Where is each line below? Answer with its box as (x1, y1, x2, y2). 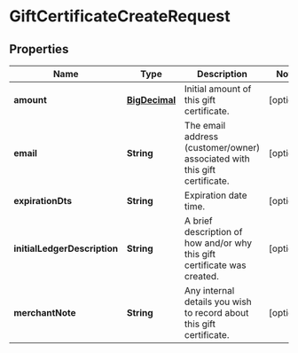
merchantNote (13, 307, 77, 318)
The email (184, 120, 226, 131)
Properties (9, 42, 69, 57)
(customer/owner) (184, 142, 261, 153)
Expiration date (184, 189, 247, 201)
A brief (184, 215, 213, 227)
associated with (184, 153, 250, 165)
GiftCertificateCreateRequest (9, 6, 231, 27)
